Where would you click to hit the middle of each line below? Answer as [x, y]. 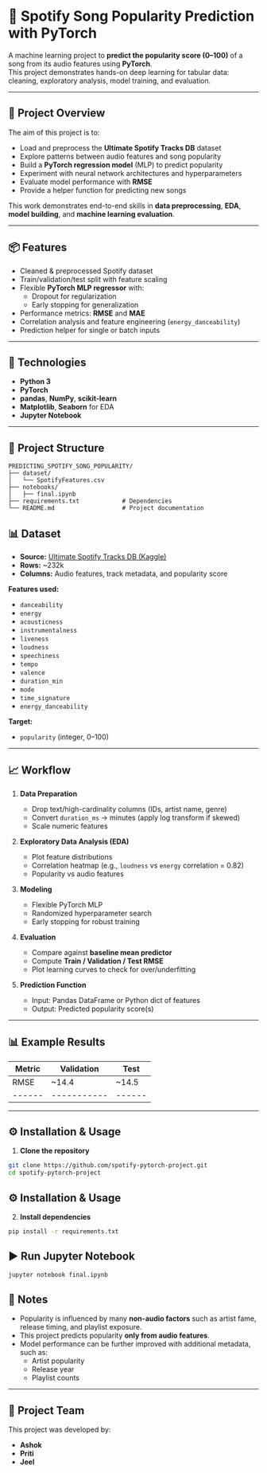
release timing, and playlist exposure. [81, 1327]
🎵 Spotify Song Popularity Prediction [132, 16]
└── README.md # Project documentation [106, 508]
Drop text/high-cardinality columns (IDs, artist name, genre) [130, 809]
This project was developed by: [60, 1430]
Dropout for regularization [74, 296]
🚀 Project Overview [57, 114]
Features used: [34, 589]
